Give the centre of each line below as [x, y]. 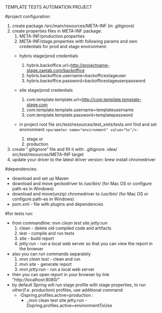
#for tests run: [19, 214]
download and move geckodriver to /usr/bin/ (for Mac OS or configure [82, 183]
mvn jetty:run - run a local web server [57, 269]
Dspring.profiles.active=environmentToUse [69, 305]
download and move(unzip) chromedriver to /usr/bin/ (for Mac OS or [80, 194]
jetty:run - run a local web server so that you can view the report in [86, 244]
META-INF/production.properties [52, 36]
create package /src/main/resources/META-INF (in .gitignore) [73, 26]
